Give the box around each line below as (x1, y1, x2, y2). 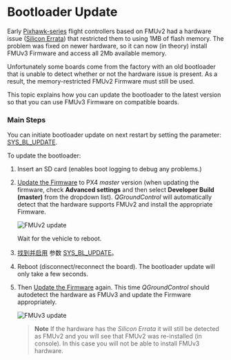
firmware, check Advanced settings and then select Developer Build (17, 186, 215, 194)
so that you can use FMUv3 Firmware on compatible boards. (7, 97, 179, 106)
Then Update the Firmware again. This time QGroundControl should (17, 283, 210, 292)
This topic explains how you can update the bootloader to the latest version (7, 91, 221, 99)
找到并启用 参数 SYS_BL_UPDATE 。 (17, 249, 118, 257)
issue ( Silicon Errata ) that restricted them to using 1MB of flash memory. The (7, 34, 224, 42)
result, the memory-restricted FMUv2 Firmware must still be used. (7, 77, 195, 85)
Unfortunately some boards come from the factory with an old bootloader (7, 62, 216, 70)
